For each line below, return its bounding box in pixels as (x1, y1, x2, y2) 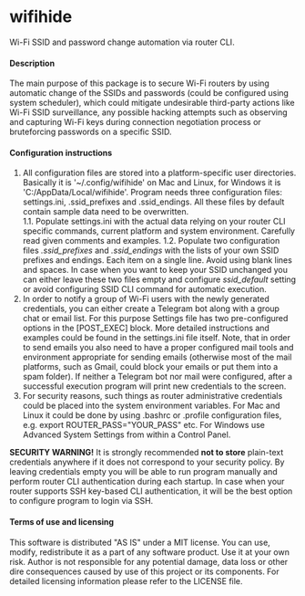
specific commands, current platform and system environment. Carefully (22, 225, 296, 236)
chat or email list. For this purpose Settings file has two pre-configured (22, 313, 289, 324)
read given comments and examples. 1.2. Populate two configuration (22, 235, 280, 246)
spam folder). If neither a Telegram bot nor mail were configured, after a (22, 371, 293, 382)
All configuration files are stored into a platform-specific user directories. (22, 167, 297, 179)
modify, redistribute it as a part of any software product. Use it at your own (9, 546, 290, 558)
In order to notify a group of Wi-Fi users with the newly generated (22, 294, 270, 305)
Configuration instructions (9, 147, 113, 158)
